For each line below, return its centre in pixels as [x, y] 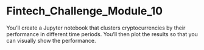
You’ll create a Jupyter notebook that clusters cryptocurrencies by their [96, 28]
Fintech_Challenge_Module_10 [85, 11]
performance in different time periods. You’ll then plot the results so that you [102, 34]
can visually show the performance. [51, 40]
